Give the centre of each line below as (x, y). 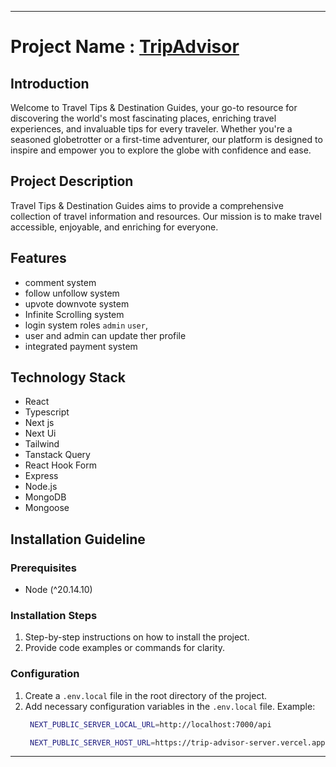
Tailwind (42, 444)
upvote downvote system (77, 303)
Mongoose (47, 508)
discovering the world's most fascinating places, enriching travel (143, 118)
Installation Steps (54, 616)
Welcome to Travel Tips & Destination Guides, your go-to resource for (154, 107)
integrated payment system (81, 346)
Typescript (47, 412)
